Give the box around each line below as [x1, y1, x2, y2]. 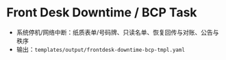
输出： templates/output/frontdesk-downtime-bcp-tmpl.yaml [16, 45, 186, 53]
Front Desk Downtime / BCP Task [6, 5, 197, 20]
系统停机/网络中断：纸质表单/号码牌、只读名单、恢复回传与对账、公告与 [16, 28, 219, 36]
